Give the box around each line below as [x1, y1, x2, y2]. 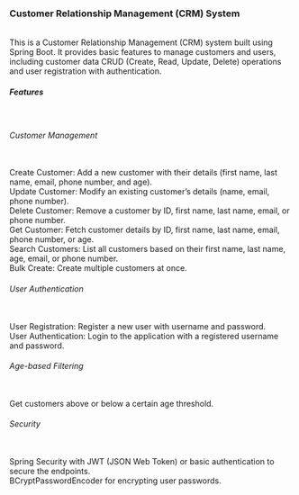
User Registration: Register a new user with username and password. [9, 320, 267, 331]
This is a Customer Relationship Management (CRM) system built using [9, 37, 273, 48]
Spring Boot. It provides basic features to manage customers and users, [9, 47, 276, 58]
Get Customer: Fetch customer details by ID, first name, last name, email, [9, 224, 280, 236]
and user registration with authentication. [9, 66, 162, 76]
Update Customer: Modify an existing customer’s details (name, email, [9, 186, 270, 197]
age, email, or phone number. [9, 253, 119, 264]
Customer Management [9, 130, 98, 140]
